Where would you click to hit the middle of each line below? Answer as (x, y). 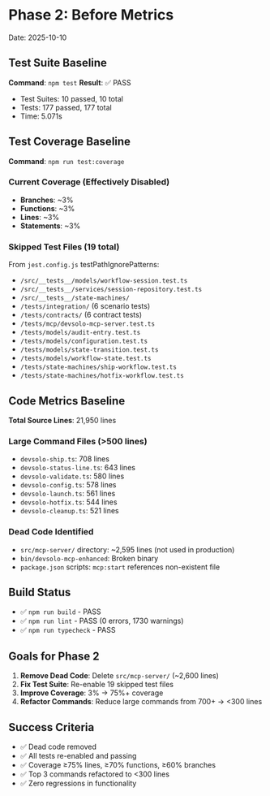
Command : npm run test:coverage (66, 161)
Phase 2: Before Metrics (91, 15)
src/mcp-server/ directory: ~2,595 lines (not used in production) (127, 549)
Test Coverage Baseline (70, 142)
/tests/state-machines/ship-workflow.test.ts (98, 367)
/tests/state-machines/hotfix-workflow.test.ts (102, 376)
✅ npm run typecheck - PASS (68, 630)
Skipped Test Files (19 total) (64, 247)
